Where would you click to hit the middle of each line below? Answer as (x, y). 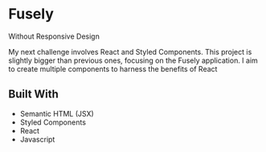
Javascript (37, 139)
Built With (33, 94)
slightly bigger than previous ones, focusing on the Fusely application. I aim (133, 60)
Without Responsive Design (54, 36)
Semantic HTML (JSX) (57, 113)
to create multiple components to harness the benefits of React (113, 68)
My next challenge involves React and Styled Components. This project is (130, 51)
